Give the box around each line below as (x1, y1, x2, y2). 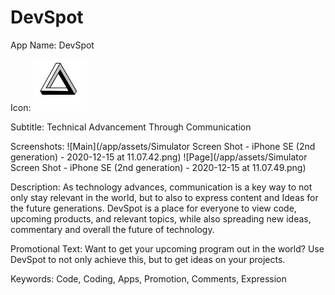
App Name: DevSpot (10, 39, 95, 51)
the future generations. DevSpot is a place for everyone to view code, (10, 202, 297, 214)
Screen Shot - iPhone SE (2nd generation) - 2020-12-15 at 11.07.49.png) (10, 161, 307, 173)
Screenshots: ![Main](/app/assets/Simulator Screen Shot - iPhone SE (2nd (10, 140, 316, 152)
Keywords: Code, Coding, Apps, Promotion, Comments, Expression (10, 272, 287, 285)
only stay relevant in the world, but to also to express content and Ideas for (10, 191, 319, 203)
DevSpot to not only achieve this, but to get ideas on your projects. (10, 253, 286, 265)
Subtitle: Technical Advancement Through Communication (10, 121, 252, 133)
